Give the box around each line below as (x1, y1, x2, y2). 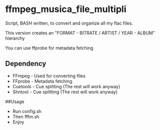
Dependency (5, 59, 46, 68)
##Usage (5, 98, 25, 104)
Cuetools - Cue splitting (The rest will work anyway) (12, 83, 121, 89)
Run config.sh (12, 108, 42, 114)
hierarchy (5, 35, 25, 41)
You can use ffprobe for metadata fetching (5, 45, 94, 51)
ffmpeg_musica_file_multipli (5, 4, 127, 15)
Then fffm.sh (12, 113, 39, 119)
